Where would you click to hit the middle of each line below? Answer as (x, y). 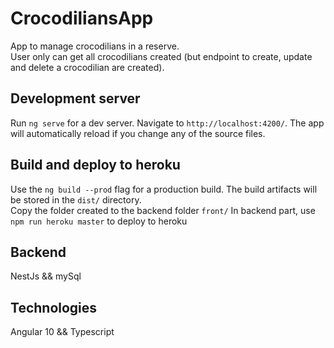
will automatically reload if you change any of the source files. (138, 133)
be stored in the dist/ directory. (76, 199)
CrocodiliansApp (82, 18)
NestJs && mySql (46, 276)
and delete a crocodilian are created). (87, 67)
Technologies (54, 307)
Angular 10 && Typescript (62, 332)
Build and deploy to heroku (95, 165)
